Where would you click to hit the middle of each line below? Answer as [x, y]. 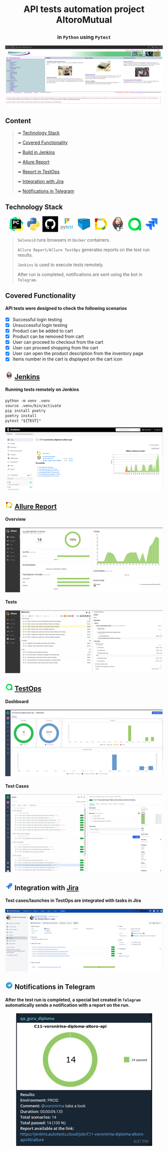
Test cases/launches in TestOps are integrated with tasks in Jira [73, 900]
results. [25, 255]
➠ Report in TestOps [38, 172]
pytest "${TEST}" [23, 421]
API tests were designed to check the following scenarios [66, 308]
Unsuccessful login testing [40, 325]
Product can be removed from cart [48, 336]
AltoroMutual [84, 20]
